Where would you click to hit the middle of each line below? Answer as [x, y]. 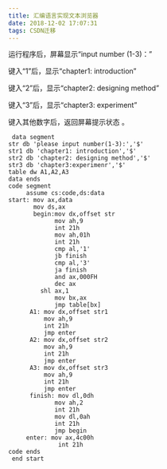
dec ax [66, 284]
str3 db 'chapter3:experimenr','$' [67, 165]
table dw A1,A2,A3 [39, 173]
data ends [25, 179]
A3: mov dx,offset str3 [69, 368]
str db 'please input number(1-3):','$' [76, 145]
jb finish [71, 256]
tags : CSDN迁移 [32, 30]
